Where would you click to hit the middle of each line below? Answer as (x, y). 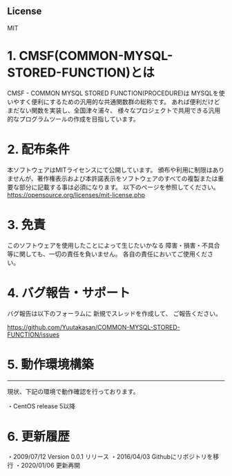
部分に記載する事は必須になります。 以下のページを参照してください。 (119, 187)
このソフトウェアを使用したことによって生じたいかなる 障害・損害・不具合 (114, 245)
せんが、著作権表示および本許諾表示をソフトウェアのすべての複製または (115, 178)
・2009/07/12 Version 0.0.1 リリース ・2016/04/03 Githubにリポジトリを (110, 457)
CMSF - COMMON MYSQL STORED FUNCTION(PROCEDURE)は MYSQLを (113, 93)
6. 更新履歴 (39, 436)
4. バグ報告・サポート (69, 293)
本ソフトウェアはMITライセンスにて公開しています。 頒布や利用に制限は (110, 170)
